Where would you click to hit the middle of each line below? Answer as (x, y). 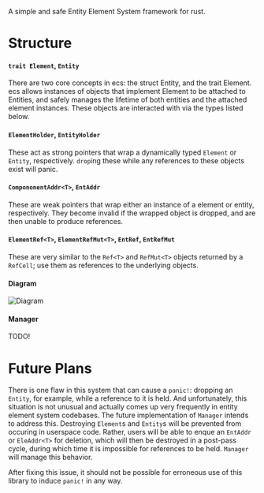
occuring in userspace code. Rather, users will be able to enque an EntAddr (130, 432)
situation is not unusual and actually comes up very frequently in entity (123, 407)
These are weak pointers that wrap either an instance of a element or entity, (131, 204)
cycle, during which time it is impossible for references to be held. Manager (128, 449)
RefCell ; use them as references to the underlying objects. (103, 265)
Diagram (22, 283)
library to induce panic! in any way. (65, 481)
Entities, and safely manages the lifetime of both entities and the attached (128, 100)
